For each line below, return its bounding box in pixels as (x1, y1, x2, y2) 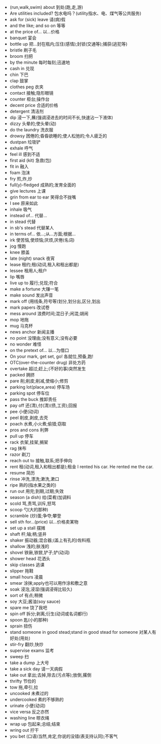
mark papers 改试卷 (9, 304, 50, 310)
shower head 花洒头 (9, 556, 50, 561)
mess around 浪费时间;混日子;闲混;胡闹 (9, 311, 89, 316)
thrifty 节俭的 (9, 678, 36, 684)
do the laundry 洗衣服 (9, 127, 54, 132)
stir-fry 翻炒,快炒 (9, 642, 44, 647)
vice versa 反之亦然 (9, 709, 49, 715)
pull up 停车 (9, 433, 34, 439)
